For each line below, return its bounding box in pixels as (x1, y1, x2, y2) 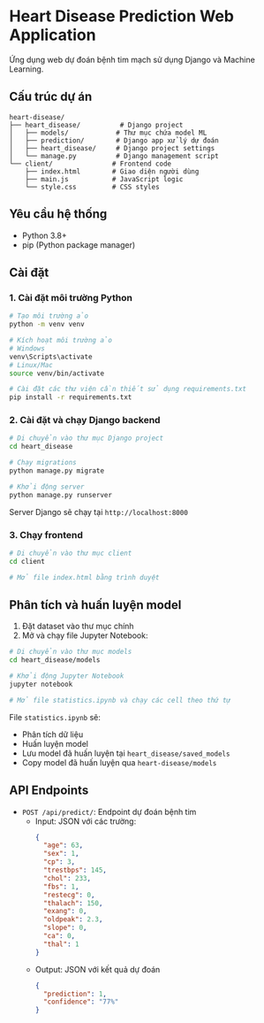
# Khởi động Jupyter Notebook (9, 672, 124, 681)
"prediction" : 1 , (42, 989, 108, 998)
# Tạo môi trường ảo (9, 312, 89, 320)
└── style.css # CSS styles (25, 182, 161, 191)
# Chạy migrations (9, 458, 77, 467)
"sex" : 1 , (42, 850, 79, 858)
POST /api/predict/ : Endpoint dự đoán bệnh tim (21, 806, 197, 817)
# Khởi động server (9, 482, 86, 491)
